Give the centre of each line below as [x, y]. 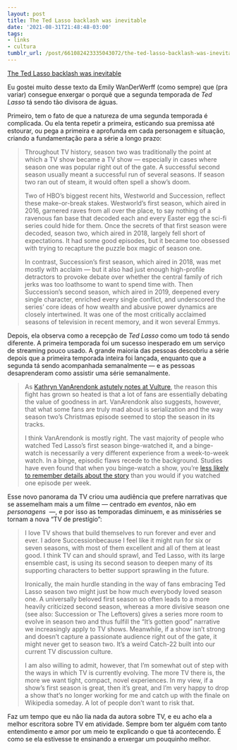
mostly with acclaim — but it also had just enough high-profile [115, 269]
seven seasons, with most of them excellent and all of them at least [122, 547]
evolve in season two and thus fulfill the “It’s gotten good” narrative [122, 621]
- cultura [22, 47]
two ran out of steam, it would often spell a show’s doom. [108, 181]
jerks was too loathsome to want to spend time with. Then [109, 284]
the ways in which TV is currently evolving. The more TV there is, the [125, 672]
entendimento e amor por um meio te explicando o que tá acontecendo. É [114, 731]
